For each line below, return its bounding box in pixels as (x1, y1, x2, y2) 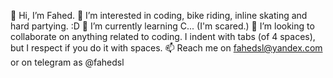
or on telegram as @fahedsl (10, 56, 125, 68)
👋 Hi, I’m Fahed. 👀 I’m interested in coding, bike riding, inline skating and (10, 10, 308, 21)
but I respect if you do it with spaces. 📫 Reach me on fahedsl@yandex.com (10, 42, 323, 54)
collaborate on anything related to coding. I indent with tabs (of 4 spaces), (10, 31, 316, 42)
